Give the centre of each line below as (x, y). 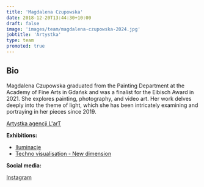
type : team (20, 40)
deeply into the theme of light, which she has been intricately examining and (102, 105)
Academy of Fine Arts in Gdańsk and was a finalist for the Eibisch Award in (100, 92)
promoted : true (26, 46)
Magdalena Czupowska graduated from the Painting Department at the (96, 86)
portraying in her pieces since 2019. (51, 111)
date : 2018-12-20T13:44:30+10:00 (49, 18)
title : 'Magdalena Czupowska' (45, 12)
